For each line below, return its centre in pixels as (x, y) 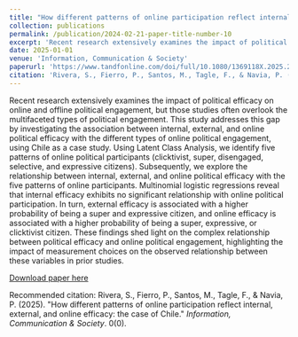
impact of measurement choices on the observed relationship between (139, 251)
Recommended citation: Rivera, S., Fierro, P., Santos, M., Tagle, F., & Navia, (146, 294)
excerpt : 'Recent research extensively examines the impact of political (149, 42)
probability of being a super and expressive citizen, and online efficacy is (143, 213)
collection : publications (57, 26)
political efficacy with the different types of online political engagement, (141, 137)
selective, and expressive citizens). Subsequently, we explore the (129, 166)
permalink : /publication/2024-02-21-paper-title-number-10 (121, 34)
